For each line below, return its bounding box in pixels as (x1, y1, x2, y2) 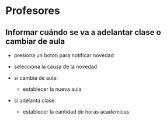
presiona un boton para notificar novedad (13, 52, 114, 59)
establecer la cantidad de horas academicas (22, 108, 130, 115)
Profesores (5, 4, 61, 17)
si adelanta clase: (13, 97, 56, 104)
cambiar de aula (5, 36, 65, 46)
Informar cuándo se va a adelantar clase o (5, 27, 161, 37)
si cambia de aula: (13, 75, 58, 81)
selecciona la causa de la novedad (13, 63, 98, 70)
